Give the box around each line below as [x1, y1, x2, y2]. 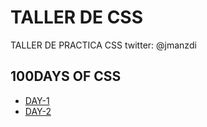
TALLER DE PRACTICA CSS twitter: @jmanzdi [10, 39, 197, 51]
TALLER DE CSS [10, 6, 144, 29]
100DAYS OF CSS [10, 68, 122, 85]
